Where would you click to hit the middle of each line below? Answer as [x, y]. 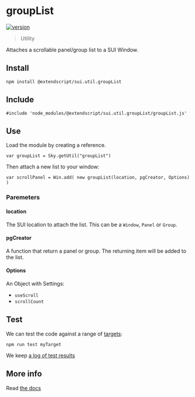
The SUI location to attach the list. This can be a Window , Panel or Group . [92, 225]
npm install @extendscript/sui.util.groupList [64, 82]
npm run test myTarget [34, 344]
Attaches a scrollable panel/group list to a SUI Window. [72, 50]
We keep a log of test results [40, 355]
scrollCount [29, 301]
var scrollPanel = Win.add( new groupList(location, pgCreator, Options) [98, 178]
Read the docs [23, 388]
